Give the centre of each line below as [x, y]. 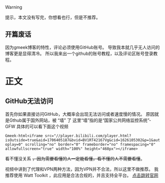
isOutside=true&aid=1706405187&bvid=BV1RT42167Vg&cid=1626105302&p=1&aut [83, 140]
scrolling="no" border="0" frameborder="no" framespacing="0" [90, 144]
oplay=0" [14, 144]
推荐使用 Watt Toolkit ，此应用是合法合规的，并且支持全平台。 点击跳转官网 [82, 175]
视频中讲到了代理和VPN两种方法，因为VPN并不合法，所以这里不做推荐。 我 [82, 169]
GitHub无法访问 [29, 101]
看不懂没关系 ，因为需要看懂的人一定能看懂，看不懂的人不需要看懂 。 [75, 158]
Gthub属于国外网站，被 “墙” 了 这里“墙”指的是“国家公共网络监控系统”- [80, 120]
